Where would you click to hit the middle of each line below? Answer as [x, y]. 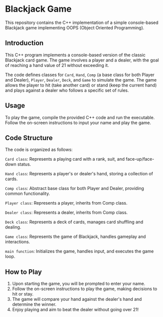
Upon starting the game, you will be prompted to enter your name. [79, 284]
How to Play [24, 272]
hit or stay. [23, 294]
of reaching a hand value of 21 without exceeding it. [57, 65]
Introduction [24, 43]
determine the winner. [34, 304]
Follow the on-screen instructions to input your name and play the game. [78, 123]
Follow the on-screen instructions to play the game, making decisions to [85, 289]
